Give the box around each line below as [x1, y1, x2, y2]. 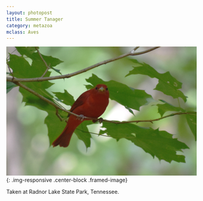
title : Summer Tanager [6, 16, 63, 22]
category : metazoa [6, 22, 53, 28]
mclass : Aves [6, 29, 39, 35]
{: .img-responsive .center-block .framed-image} [6, 176, 128, 184]
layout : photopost [6, 10, 53, 16]
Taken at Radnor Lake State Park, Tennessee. [6, 188, 120, 196]
